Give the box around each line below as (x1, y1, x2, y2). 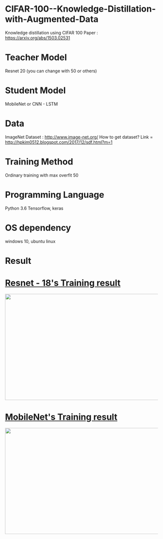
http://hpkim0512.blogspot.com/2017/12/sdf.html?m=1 (5, 139, 113, 145)
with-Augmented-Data (5, 14, 98, 25)
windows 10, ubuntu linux (5, 238, 56, 244)
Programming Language (5, 189, 104, 200)
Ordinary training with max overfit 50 (5, 172, 79, 178)
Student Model (5, 85, 66, 96)
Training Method (5, 156, 74, 167)
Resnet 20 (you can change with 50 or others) (5, 68, 97, 74)
